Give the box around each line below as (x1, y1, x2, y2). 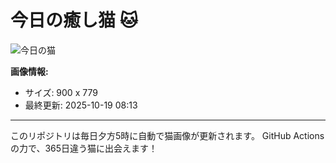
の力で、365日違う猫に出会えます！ (10, 142, 158, 154)
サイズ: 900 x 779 (24, 86, 98, 98)
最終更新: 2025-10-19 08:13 (24, 99, 138, 111)
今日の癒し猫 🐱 (10, 9, 138, 32)
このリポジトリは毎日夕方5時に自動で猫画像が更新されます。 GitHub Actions (10, 129, 325, 141)
